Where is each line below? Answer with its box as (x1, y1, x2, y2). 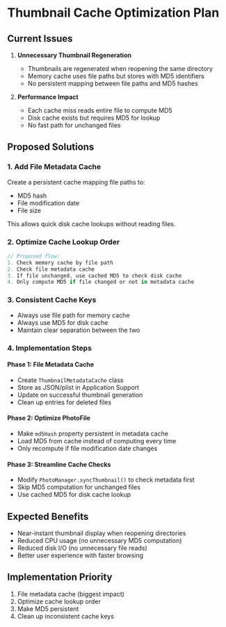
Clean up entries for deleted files (17, 398, 112, 406)
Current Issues (7, 33, 73, 45)
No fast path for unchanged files (27, 121, 121, 129)
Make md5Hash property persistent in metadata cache (17, 429, 169, 438)
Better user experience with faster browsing (17, 551, 144, 559)
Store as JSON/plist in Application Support (17, 383, 140, 391)
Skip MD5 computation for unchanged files (17, 483, 141, 491)
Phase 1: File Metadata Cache (7, 360, 94, 369)
